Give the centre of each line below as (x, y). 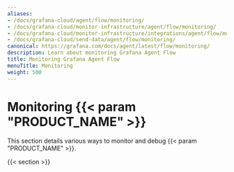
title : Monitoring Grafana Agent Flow (63, 59)
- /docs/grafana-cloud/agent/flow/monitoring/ (76, 20)
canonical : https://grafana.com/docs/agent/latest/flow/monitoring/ (109, 46)
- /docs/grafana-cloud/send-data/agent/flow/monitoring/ (92, 40)
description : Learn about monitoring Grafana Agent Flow (92, 53)
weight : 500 (24, 72)
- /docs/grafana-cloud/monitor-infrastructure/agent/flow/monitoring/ (112, 27)
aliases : (20, 14)
